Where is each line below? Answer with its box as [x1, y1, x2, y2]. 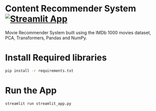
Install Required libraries [5, 52, 107, 63]
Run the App [5, 84, 57, 96]
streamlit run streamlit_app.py [5, 101, 71, 106]
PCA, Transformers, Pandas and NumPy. [5, 35, 88, 41]
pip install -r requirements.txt [5, 68, 74, 73]
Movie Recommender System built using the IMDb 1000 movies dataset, [5, 29, 151, 35]
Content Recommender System [5, 3, 136, 14]
